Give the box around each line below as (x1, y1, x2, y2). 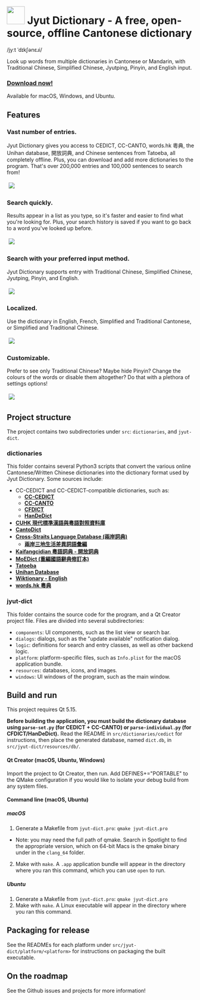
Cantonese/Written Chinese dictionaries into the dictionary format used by (7, 469, 189, 476)
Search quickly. (7, 198, 53, 207)
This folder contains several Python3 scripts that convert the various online (7, 462, 191, 470)
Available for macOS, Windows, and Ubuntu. (7, 92, 115, 100)
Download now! (7, 79, 53, 87)
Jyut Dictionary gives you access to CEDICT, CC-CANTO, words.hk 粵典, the (7, 142, 195, 149)
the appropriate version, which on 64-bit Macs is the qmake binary (15, 843, 180, 850)
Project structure (7, 412, 71, 423)
